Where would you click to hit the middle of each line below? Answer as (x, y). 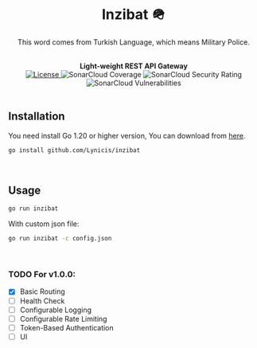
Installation (37, 117)
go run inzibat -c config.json (60, 239)
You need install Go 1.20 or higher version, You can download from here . (127, 135)
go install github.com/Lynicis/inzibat (74, 150)
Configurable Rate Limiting (63, 319)
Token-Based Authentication (66, 327)
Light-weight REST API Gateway (134, 66)
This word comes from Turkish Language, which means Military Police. (134, 42)
